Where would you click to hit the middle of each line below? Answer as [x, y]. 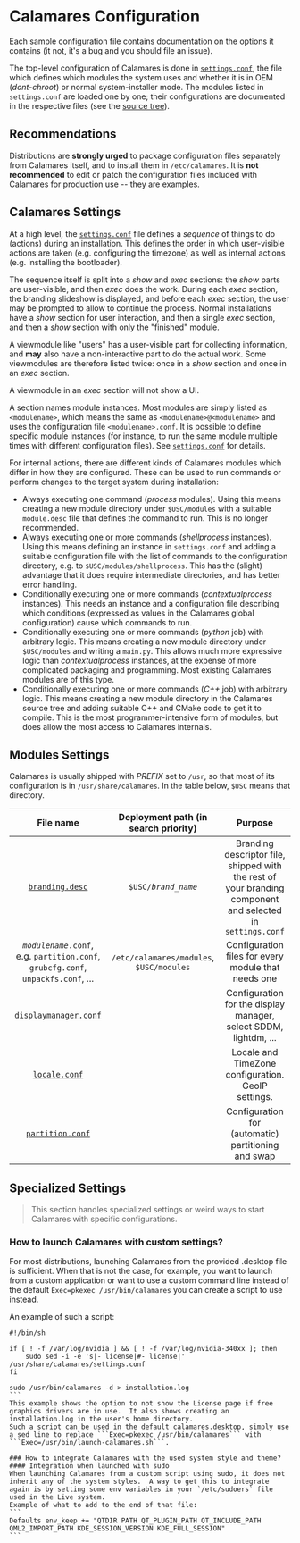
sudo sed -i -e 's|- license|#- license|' [105, 1357]
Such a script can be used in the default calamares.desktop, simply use [150, 1427]
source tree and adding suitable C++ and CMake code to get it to [142, 708]
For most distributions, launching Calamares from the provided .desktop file [148, 1262]
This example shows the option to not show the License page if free [142, 1404]
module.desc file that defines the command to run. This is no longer [145, 518]
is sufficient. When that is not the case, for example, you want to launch [141, 1271]
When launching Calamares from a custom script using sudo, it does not [147, 1474]
